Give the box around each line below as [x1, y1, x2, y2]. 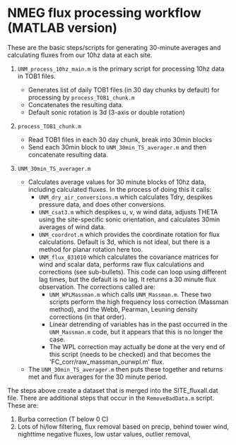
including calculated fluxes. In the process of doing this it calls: [28, 185, 212, 193]
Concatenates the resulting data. [28, 100, 124, 109]
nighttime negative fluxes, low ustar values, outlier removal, [17, 429, 191, 438]
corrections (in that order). [49, 312, 126, 321]
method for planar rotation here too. [38, 245, 143, 253]
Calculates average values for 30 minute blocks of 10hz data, [28, 178, 206, 186]
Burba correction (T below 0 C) [17, 415, 109, 423]
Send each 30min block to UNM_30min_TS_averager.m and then [28, 142, 207, 151]
